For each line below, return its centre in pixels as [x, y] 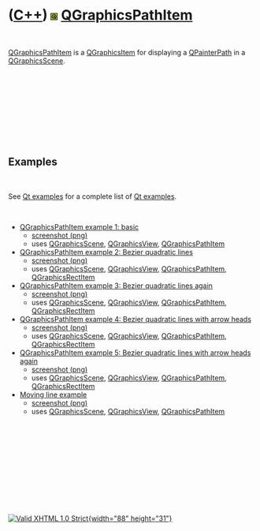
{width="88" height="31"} [130, 518]
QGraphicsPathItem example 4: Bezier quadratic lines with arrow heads [136, 319]
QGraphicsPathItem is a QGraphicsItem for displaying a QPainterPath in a [127, 52]
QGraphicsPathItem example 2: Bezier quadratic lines [106, 252]
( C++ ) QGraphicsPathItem [100, 15]
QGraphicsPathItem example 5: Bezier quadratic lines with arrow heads [135, 353]
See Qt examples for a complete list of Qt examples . [93, 196]
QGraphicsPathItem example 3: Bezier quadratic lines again [116, 286]
